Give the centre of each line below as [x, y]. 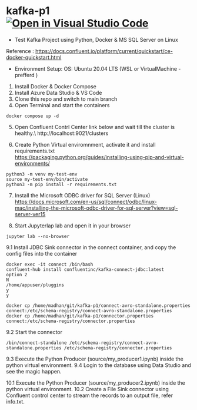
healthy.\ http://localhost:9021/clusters [61, 133]
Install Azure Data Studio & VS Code [58, 92]
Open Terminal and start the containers [62, 105]
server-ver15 [30, 214]
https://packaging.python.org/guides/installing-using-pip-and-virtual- [99, 157]
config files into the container [42, 253]
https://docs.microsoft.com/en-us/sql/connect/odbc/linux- [86, 201]
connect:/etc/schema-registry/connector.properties [71, 321]
